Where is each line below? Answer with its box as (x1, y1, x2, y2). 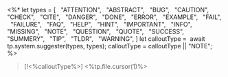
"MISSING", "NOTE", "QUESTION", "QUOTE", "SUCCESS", (7, 27, 184, 35)
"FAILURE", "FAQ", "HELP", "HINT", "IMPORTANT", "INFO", (10, 20, 192, 28)
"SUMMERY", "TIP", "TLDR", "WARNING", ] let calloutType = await (7, 35, 205, 43)
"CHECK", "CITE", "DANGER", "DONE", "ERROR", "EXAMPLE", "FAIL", (7, 13, 222, 21)
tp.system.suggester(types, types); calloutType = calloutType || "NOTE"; (7, 42, 213, 50)
